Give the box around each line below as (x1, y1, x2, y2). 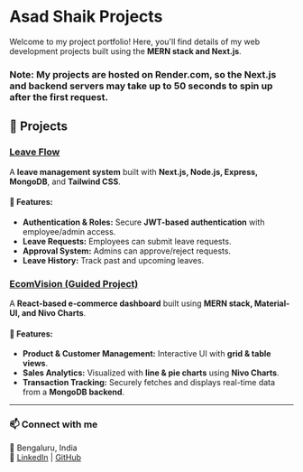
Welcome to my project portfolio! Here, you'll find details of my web (9, 36, 261, 47)
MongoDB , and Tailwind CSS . (9, 176, 122, 187)
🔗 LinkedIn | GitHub (9, 451, 82, 462)
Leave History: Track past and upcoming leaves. (22, 255, 205, 265)
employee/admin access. (22, 226, 116, 236)
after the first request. (9, 90, 108, 103)
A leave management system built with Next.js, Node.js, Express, (9, 166, 259, 177)
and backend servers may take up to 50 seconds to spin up (9, 79, 273, 92)
